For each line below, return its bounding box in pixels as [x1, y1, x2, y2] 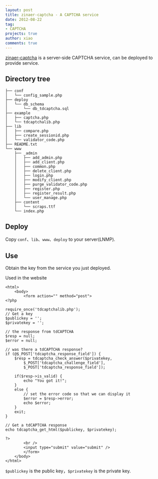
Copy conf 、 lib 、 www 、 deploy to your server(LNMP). [5, 236, 115, 242]
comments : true [5, 41, 38, 46]
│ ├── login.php [14, 173, 53, 178]
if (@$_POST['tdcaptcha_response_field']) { [5, 352, 101, 357]
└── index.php [14, 208, 44, 214]
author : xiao [5, 36, 33, 41]
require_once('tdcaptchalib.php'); [5, 307, 81, 312]
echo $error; [23, 401, 51, 406]
